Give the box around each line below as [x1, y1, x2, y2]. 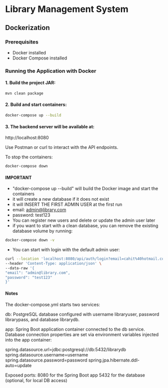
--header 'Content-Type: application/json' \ [5, 261, 101, 266]
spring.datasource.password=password [5, 357, 87, 363]
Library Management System [5, 3, 128, 15]
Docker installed [12, 49, 46, 55]
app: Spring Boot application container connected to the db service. [5, 326, 145, 332]
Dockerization [5, 23, 50, 32]
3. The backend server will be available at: [5, 123, 95, 129]
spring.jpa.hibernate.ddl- [88, 357, 140, 363]
